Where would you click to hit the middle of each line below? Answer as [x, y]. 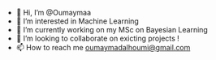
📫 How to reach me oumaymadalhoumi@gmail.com [103, 47]
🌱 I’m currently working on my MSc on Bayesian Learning [112, 30]
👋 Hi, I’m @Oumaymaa [54, 13]
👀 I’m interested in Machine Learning [78, 21]
